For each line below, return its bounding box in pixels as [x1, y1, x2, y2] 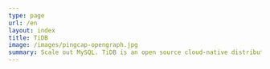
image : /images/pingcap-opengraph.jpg [8, 41, 138, 49]
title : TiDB [8, 33, 48, 42]
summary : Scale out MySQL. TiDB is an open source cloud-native [8, 48, 228, 56]
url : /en [8, 19, 38, 27]
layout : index [8, 26, 56, 34]
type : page [8, 11, 45, 20]
